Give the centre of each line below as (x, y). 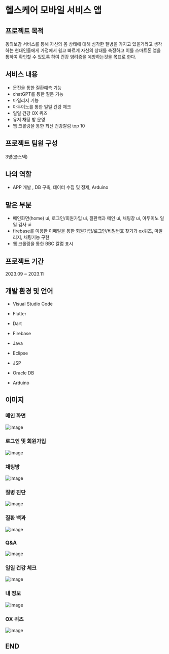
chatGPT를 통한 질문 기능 (38, 94)
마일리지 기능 (26, 100)
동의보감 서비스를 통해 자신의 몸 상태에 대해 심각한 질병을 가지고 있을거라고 (79, 44)
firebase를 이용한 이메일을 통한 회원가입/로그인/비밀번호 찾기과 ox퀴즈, (83, 231)
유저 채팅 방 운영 (29, 119)
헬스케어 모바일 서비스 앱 (54, 10)
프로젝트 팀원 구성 (31, 143)
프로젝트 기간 (25, 261)
